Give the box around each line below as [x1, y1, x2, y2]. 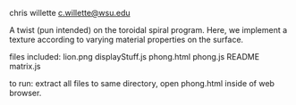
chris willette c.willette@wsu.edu [9, 8, 131, 18]
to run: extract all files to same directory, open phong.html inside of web [9, 78, 275, 88]
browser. [9, 88, 42, 98]
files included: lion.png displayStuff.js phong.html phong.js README [9, 52, 260, 61]
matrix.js [9, 61, 41, 71]
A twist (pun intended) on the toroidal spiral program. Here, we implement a [9, 25, 288, 35]
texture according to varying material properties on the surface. [9, 35, 244, 44]
